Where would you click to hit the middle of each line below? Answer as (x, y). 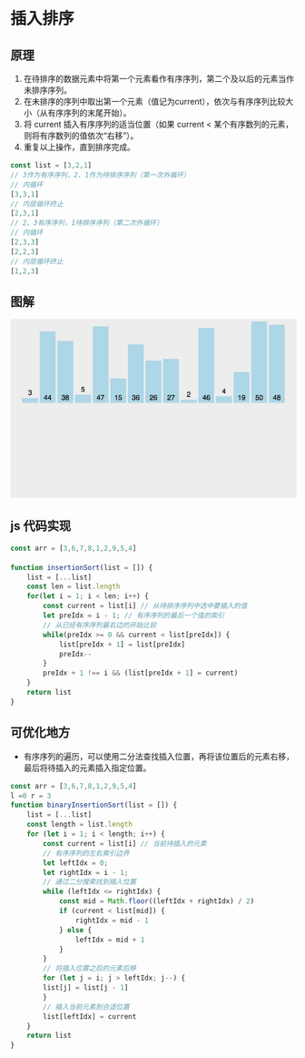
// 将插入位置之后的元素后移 (90, 969)
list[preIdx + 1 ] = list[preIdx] (122, 644)
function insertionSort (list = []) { (82, 567)
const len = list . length (74, 587)
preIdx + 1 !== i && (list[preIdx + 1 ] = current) (141, 673)
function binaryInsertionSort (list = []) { (94, 805)
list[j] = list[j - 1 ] (86, 988)
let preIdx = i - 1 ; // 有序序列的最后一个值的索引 (134, 615)
